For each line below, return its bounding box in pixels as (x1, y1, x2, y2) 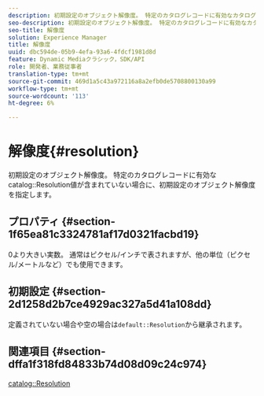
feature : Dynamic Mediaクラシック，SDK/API (8, 56, 145, 64)
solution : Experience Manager (8, 33, 108, 42)
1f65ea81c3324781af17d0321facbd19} (8, 228, 200, 241)
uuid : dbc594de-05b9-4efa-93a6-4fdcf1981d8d (8, 48, 156, 56)
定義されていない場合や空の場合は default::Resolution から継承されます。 (8, 320, 247, 329)
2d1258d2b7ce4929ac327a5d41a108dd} (8, 298, 212, 311)
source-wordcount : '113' (8, 92, 90, 100)
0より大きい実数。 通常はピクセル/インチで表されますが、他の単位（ (8, 250, 230, 259)
